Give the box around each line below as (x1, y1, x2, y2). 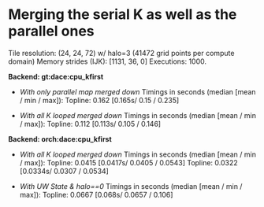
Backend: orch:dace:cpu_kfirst (8, 134, 112, 143)
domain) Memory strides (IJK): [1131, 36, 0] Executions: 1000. (8, 57, 207, 66)
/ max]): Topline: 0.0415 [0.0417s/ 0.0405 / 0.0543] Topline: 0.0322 (19, 157, 238, 167)
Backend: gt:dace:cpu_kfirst (8, 72, 104, 81)
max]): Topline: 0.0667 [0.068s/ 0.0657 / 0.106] (19, 190, 173, 199)
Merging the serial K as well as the (8, 6, 237, 24)
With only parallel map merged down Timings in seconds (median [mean (19, 87, 256, 96)
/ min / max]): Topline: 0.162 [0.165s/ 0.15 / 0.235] (19, 95, 180, 105)
